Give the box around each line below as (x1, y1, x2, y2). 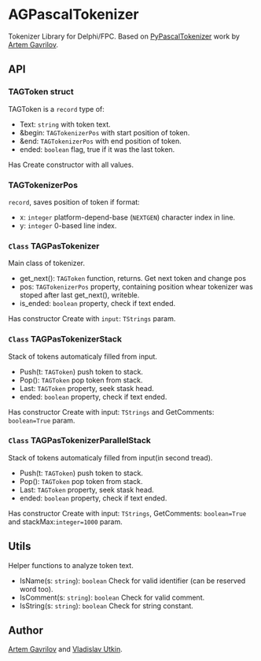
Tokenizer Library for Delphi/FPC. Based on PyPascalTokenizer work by (8, 31, 240, 41)
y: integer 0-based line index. (19, 220, 117, 230)
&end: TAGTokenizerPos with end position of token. (19, 136, 182, 146)
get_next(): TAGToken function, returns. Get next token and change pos (19, 274, 246, 283)
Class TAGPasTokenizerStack (8, 334, 122, 345)
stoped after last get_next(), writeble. (19, 290, 140, 300)
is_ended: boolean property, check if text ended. (19, 299, 176, 308)
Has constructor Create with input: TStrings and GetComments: (8, 407, 215, 416)
